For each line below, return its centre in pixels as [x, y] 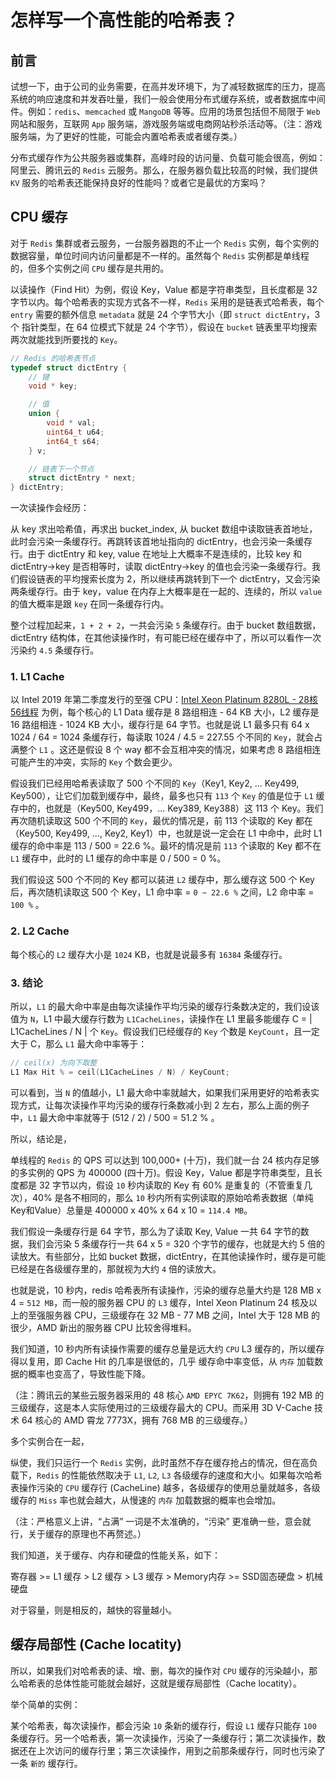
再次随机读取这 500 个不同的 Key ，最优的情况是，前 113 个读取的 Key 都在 [161, 821]
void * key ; [53, 386]
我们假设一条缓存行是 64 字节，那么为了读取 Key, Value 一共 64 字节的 [155, 1231]
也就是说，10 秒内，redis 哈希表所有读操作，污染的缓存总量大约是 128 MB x [166, 1290]
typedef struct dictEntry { [69, 367]
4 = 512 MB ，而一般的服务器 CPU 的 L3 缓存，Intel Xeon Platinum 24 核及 [159, 1302]
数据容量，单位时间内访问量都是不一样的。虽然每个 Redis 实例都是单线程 [160, 255]
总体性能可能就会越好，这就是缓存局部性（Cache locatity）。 [177, 1683]
